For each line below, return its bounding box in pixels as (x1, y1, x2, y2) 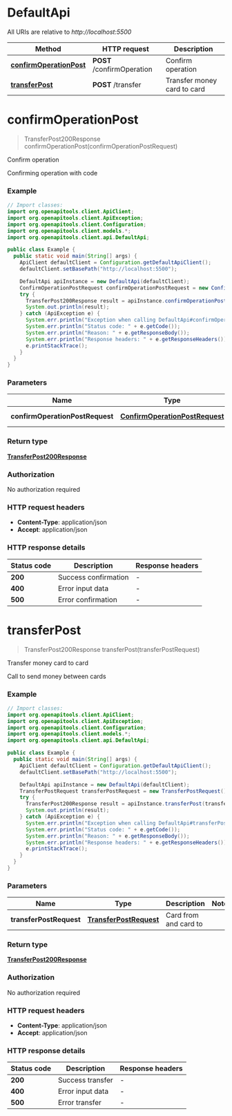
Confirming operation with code (7, 169, 98, 177)
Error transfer (57, 1098, 102, 1108)
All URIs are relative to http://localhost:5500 (7, 28, 132, 36)
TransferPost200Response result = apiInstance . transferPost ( (25, 800, 206, 807)
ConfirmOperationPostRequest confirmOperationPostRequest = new (19, 285, 209, 291)
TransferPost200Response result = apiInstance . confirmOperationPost (25, 297, 227, 305)
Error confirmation (57, 595, 117, 604)
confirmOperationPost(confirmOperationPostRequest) (23, 142, 178, 150)
